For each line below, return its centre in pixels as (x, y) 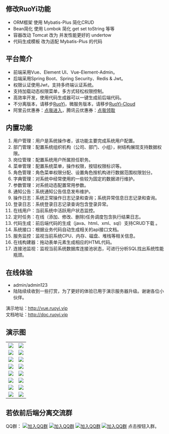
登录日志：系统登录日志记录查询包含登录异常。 (62, 204)
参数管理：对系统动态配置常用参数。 (51, 185)
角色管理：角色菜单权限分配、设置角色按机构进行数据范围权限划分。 (84, 173)
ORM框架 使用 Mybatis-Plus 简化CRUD (53, 22)
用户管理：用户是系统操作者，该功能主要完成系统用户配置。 (75, 141)
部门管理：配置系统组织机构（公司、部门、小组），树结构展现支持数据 (85, 147)
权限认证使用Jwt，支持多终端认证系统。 (55, 85)
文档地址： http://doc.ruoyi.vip (37, 315)
